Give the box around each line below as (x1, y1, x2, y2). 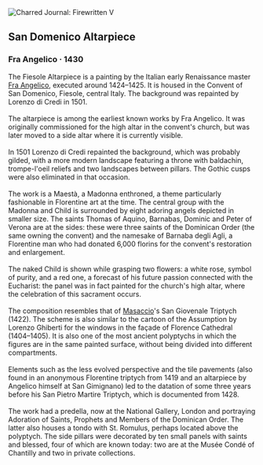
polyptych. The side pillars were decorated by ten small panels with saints (8, 431, 247, 441)
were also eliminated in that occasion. (8, 172, 131, 182)
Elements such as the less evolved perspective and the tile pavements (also (8, 364, 253, 374)
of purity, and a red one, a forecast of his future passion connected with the (8, 272, 254, 282)
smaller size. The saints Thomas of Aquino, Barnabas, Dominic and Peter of (8, 214, 253, 223)
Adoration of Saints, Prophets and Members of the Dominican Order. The (8, 415, 244, 424)
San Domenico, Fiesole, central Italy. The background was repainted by (8, 88, 239, 98)
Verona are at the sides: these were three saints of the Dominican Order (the (8, 222, 255, 231)
